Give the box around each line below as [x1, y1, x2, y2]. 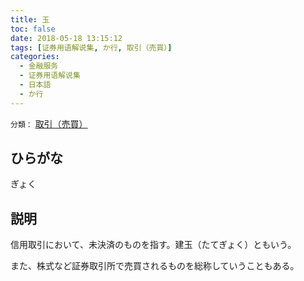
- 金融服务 [19, 61, 59, 71]
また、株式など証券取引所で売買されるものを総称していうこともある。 [10, 260, 300, 272]
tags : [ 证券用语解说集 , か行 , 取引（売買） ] [10, 42, 173, 53]
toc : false [10, 24, 56, 34]
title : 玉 [10, 14, 50, 25]
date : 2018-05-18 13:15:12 [10, 33, 123, 43]
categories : [10, 52, 60, 62]
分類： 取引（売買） [10, 117, 88, 130]
